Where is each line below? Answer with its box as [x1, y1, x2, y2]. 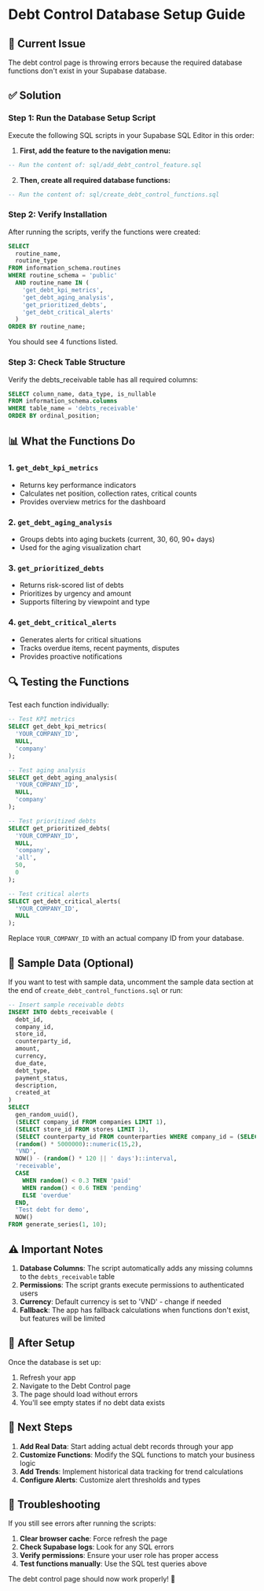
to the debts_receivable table [19, 1271, 115, 1281]
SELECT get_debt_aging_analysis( [8, 774, 118, 782]
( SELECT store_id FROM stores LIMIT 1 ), [15, 1125, 149, 1133]
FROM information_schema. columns [8, 397, 118, 405]
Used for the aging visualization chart [19, 543, 141, 552]
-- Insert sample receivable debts [8, 1001, 125, 1009]
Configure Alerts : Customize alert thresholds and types [19, 1475, 201, 1485]
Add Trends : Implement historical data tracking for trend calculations [19, 1466, 244, 1476]
